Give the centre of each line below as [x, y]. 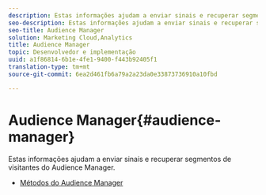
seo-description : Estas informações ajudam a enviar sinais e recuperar [131, 23]
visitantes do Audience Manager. [62, 167]
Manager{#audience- [149, 120]
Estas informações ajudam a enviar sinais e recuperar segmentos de [120, 159]
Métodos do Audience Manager [71, 182]
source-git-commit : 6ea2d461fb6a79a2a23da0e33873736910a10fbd [113, 74]
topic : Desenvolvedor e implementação [72, 52]
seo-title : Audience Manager [56, 30]
